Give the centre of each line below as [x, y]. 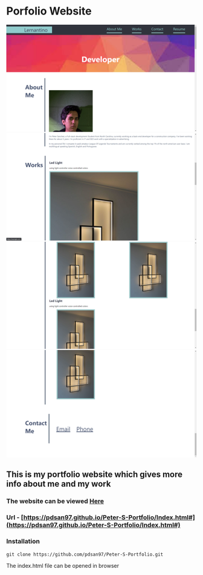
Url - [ [15, 517]
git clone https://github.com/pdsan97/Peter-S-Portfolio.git [85, 555]
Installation [23, 542]
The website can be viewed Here [55, 501]
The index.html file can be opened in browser [63, 566]
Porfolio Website [49, 11]
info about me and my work [59, 484]
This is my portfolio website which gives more [95, 475]
